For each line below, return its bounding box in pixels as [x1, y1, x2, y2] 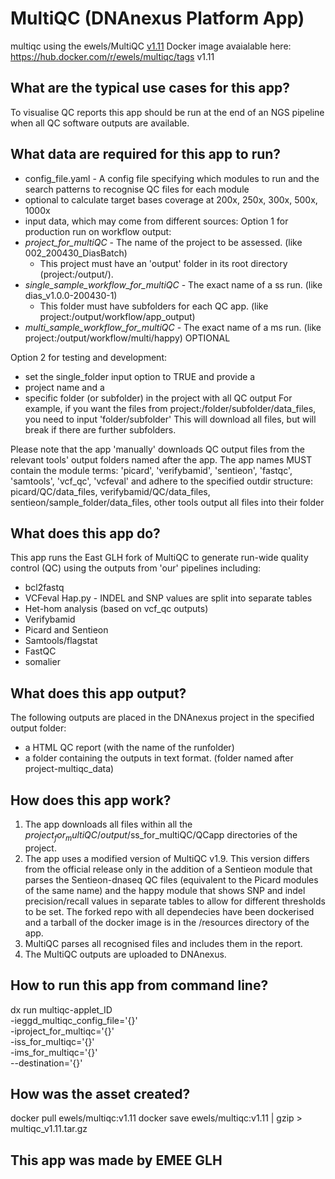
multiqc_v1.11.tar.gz [10, 1123, 88, 1135]
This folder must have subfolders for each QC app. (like [39, 300, 269, 312]
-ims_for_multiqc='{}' [10, 1046, 98, 1058]
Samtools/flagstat [24, 635, 98, 647]
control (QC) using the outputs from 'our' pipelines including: [10, 562, 262, 574]
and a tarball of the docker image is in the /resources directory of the [24, 916, 310, 928]
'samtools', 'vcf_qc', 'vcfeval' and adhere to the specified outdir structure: [10, 475, 313, 487]
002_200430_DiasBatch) [24, 247, 128, 259]
